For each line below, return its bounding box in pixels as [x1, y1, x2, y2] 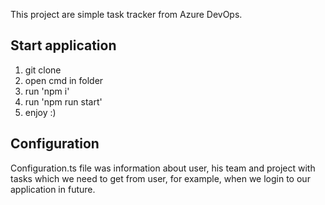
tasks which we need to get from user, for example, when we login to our [10, 172, 311, 184]
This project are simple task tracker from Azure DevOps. [10, 9, 243, 20]
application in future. [10, 183, 96, 195]
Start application [10, 37, 117, 54]
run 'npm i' [24, 85, 70, 97]
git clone [24, 64, 62, 76]
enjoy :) [24, 106, 57, 118]
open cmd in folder [24, 74, 104, 86]
